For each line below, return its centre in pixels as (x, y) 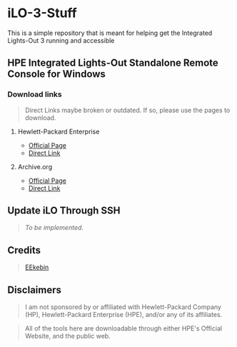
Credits (24, 250)
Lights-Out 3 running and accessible (61, 40)
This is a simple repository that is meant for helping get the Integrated (110, 33)
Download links (35, 94)
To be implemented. (54, 228)
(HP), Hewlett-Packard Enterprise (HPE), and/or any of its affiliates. (123, 315)
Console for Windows (56, 74)
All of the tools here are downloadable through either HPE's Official (123, 328)
